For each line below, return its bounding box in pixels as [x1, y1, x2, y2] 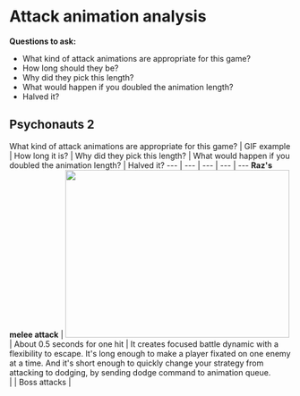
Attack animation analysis [9, 6, 207, 27]
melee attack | [9, 329, 64, 340]
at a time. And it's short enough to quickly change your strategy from [9, 358, 264, 368]
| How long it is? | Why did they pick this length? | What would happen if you [9, 150, 290, 161]
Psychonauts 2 [9, 117, 95, 132]
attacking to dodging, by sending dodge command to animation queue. [9, 367, 271, 377]
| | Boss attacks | [9, 376, 72, 387]
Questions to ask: [9, 36, 76, 46]
